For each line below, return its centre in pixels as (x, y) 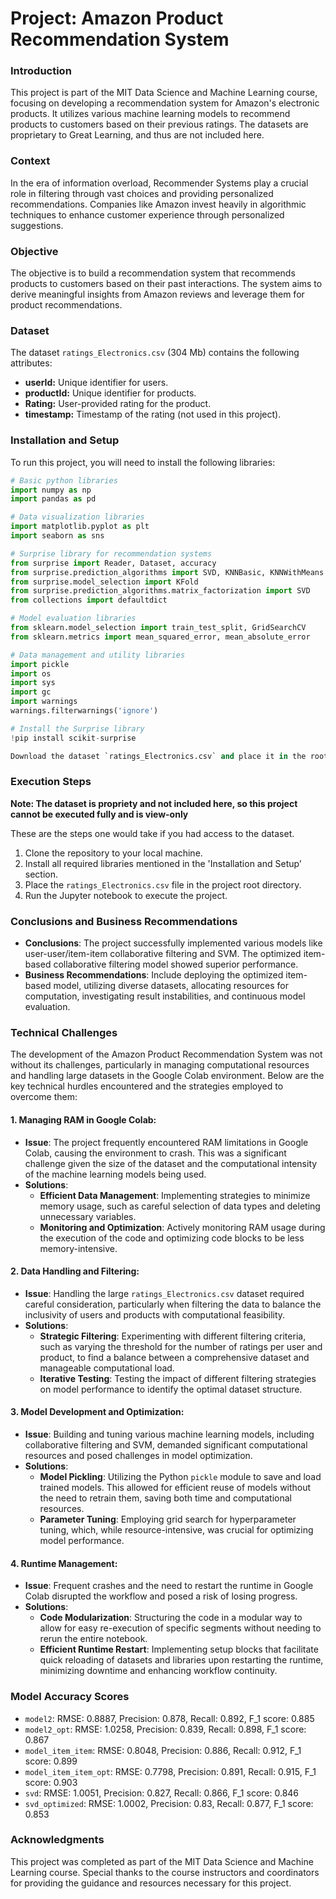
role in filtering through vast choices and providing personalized (142, 193)
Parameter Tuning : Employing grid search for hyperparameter (168, 1519)
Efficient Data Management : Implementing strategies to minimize (175, 1195)
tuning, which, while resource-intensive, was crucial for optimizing (176, 1530)
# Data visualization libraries (77, 517)
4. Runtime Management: (64, 1563)
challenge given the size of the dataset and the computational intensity (171, 1163)
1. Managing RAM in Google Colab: (83, 1120)
